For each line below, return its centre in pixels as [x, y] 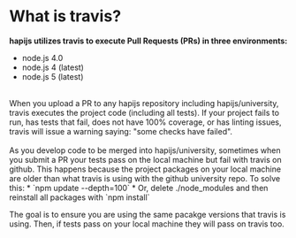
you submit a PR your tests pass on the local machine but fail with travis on [145, 159]
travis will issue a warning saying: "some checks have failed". [121, 131]
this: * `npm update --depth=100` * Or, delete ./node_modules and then [139, 188]
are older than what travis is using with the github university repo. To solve [145, 178]
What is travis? [65, 16]
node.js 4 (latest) [53, 67]
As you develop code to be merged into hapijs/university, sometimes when [145, 150]
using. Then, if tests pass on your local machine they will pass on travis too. [147, 224]
